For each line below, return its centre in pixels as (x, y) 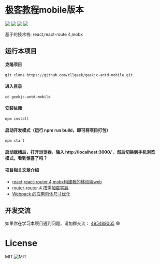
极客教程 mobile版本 (44, 10)
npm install (17, 119)
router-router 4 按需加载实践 (40, 188)
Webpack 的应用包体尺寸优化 (41, 194)
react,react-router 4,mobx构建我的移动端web (57, 181)
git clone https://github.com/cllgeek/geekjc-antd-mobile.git (69, 75)
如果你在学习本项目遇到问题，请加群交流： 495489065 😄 (63, 223)
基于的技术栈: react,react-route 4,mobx (44, 34)
